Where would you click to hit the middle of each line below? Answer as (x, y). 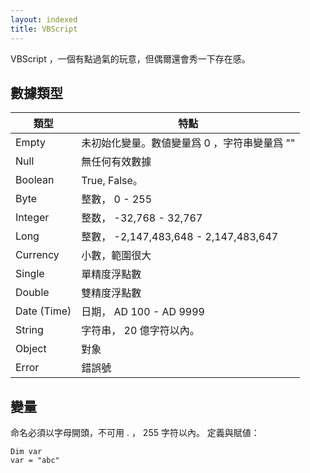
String (29, 330)
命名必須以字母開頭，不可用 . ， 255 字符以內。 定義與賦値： (135, 433)
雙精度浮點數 (111, 293)
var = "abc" (35, 461)
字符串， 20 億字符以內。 (140, 331)
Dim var (26, 452)
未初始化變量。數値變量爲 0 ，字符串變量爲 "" (188, 143)
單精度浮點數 (111, 274)
